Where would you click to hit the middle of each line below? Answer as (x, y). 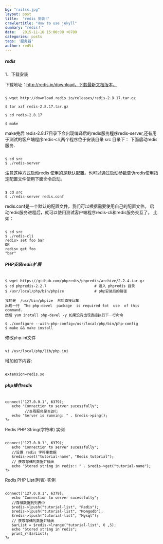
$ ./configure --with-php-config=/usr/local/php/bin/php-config (72, 324)
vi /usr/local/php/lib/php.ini (37, 351)
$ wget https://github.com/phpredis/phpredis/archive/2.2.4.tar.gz (75, 281)
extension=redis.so (25, 374)
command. (14, 310)
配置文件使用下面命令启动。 (37, 179)
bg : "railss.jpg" (23, 9)
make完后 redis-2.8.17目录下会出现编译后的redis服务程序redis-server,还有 (79, 133)
